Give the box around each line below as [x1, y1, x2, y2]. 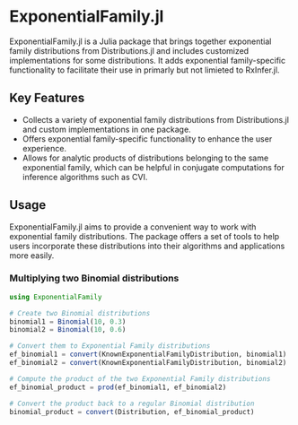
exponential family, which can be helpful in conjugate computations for [22, 161, 285, 172]
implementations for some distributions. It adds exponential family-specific [9, 55, 285, 65]
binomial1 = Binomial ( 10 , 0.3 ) [9, 317, 127, 326]
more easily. [9, 249, 55, 261]
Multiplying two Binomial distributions [9, 272, 180, 284]
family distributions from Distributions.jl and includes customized [9, 45, 250, 56]
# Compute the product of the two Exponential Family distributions [9, 374, 271, 383]
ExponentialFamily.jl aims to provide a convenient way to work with [9, 221, 257, 232]
